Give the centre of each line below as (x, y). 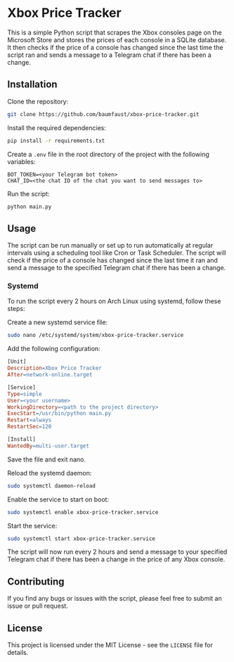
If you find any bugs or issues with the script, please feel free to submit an (115, 599)
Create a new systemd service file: (57, 322)
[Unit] (17, 362)
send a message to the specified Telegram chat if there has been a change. (117, 268)
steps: (16, 309)
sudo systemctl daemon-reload (52, 486)
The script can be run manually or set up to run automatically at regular (110, 246)
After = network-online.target (50, 375)
